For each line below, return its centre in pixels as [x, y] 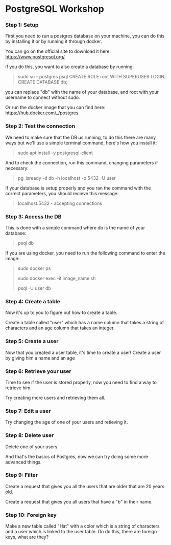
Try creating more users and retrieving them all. [55, 397]
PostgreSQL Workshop [55, 9]
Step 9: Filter [22, 475]
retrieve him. [19, 388]
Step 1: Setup [22, 25]
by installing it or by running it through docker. [54, 41]
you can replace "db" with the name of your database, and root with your [82, 92]
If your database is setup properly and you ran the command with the [78, 188]
